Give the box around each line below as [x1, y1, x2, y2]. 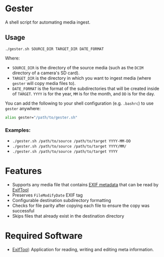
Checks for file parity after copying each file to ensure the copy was [12, 202, 150, 208]
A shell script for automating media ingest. [5, 19, 91, 25]
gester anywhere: [5, 105, 41, 111]
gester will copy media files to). [12, 80, 76, 86]
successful [12, 207, 35, 214]
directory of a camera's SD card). [12, 70, 80, 76]
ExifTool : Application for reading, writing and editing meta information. [12, 246, 154, 252]
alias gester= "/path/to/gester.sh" [5, 115, 78, 120]
